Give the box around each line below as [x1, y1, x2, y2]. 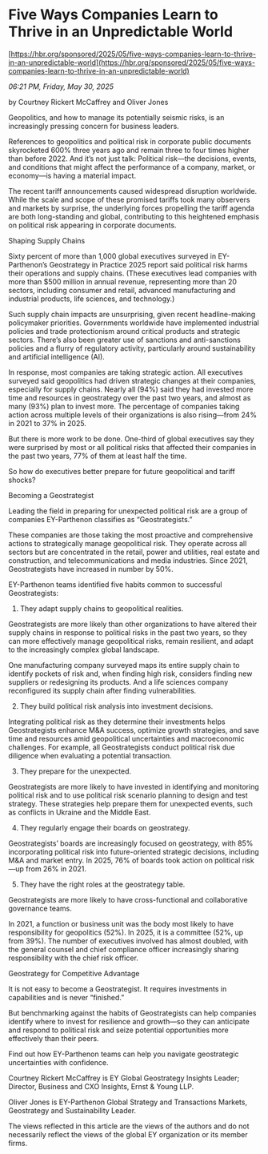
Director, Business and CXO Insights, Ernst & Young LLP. [8, 1081, 194, 1091]
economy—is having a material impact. [8, 171, 137, 180]
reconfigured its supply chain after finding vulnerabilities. [8, 686, 197, 695]
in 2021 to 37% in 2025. [8, 418, 86, 428]
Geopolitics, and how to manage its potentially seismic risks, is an [8, 112, 225, 122]
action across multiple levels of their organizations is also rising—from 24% [8, 410, 258, 420]
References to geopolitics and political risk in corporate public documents [8, 136, 252, 146]
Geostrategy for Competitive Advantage [8, 968, 140, 978]
